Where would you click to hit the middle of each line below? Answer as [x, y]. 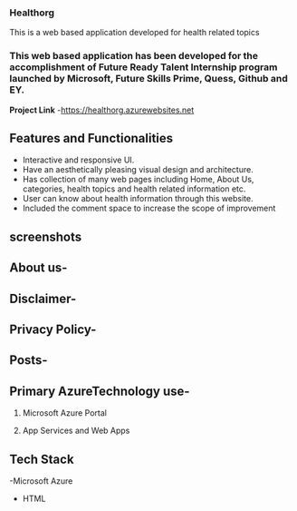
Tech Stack [42, 459]
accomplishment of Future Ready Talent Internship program [144, 67]
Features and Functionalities [91, 138]
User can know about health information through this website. [138, 199]
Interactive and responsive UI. [78, 160]
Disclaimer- [43, 298]
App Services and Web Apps [76, 431]
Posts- [29, 360]
